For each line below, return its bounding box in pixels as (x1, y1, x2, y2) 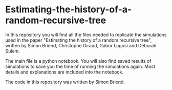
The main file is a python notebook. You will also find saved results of (5, 58, 152, 64)
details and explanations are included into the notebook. (5, 68, 124, 75)
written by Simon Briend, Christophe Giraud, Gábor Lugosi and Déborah (5, 42, 157, 48)
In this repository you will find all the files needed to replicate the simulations (5, 31, 167, 38)
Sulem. (5, 48, 20, 54)
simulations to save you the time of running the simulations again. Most (5, 63, 155, 69)
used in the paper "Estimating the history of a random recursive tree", (5, 37, 152, 43)
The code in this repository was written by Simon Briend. (5, 79, 125, 85)
